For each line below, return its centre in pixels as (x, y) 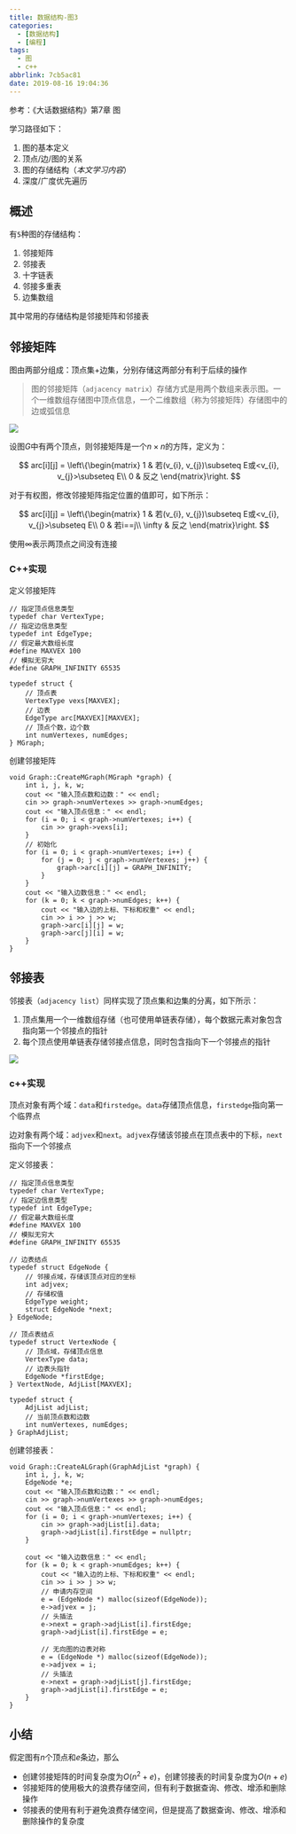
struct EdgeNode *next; (69, 1309)
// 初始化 (41, 844)
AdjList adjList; (57, 1407)
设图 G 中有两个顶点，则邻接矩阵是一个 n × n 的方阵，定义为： (118, 447)
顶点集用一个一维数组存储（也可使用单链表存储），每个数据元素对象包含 (152, 1020)
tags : (19, 51)
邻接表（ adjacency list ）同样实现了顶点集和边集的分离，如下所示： (134, 1001)
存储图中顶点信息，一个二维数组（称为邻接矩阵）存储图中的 (179, 400)
